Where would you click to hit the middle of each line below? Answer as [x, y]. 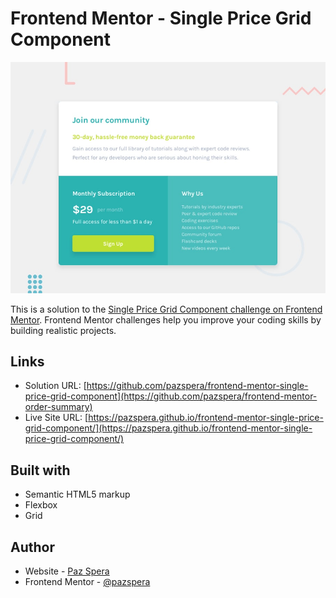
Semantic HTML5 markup [77, 494]
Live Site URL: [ [56, 418]
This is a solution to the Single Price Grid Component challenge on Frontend [166, 309]
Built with [40, 470]
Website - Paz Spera [67, 571]
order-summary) [58, 407]
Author [32, 547]
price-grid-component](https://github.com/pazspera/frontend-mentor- [171, 396]
